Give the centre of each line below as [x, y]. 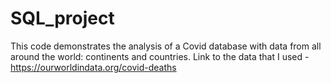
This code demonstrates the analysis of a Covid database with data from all [166, 46]
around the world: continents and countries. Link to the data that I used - [160, 56]
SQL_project [62, 18]
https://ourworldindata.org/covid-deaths [93, 67]
